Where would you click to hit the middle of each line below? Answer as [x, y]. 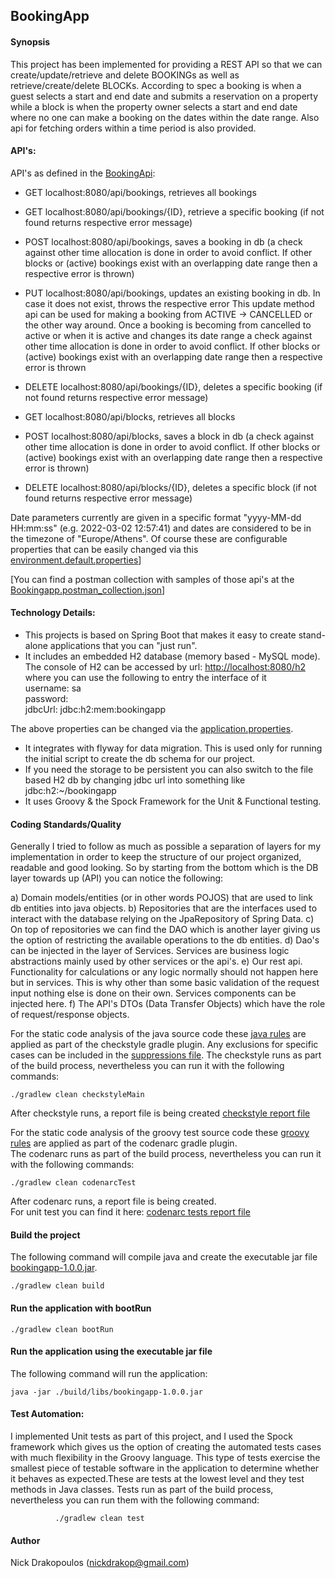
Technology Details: [53, 613]
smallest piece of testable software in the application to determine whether [165, 1468]
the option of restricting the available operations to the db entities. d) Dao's [165, 940]
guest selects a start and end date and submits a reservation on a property [164, 96]
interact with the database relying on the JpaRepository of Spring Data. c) [162, 919]
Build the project [45, 1235]
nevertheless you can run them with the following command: [135, 1500]
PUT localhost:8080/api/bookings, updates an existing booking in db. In [172, 293]
